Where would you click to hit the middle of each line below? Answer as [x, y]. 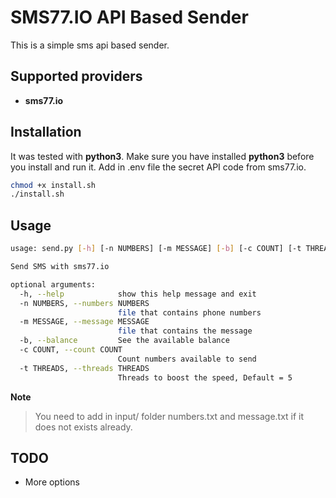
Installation [46, 132]
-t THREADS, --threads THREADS [84, 368]
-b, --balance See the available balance [124, 341]
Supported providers [76, 76]
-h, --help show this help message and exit [138, 294]
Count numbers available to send [187, 359]
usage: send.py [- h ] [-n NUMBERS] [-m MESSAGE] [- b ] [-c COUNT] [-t [156, 249]
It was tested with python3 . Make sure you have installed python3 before [162, 156]
